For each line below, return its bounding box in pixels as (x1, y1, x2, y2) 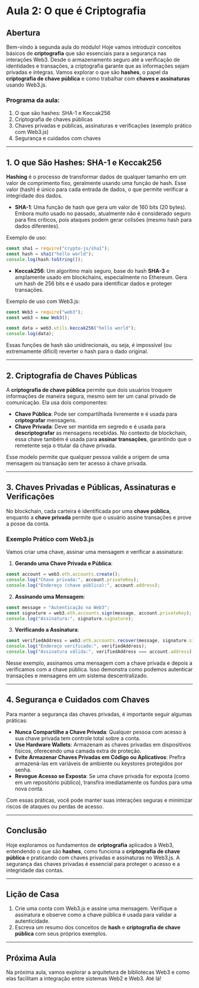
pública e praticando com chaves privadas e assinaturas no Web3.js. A (6, 854, 180, 861)
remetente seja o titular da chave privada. (14, 442, 117, 449)
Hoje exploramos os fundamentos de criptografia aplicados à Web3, (6, 841, 174, 849)
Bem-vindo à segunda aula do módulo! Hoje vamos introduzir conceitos (6, 43, 182, 50)
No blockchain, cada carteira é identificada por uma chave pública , (6, 507, 171, 514)
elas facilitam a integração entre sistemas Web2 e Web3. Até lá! (6, 975, 162, 982)
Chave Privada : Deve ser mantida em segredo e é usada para (14, 423, 166, 431)
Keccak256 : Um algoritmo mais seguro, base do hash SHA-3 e (14, 267, 170, 274)
